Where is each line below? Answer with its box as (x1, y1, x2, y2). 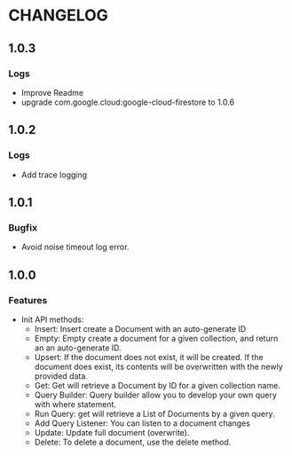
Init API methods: (20, 314, 84, 325)
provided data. (34, 370, 88, 381)
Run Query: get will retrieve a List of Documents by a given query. (34, 408, 275, 419)
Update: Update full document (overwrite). (34, 427, 190, 437)
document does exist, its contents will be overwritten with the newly (34, 361, 283, 372)
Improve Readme (20, 87, 84, 98)
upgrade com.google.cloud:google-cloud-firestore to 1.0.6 (20, 97, 235, 107)
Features (8, 294, 48, 306)
